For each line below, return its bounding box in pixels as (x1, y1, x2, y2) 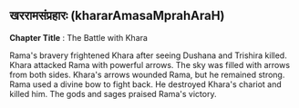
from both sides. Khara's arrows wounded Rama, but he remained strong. (9, 69, 285, 80)
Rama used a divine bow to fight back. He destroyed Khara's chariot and (9, 78, 283, 90)
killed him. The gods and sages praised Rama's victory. (9, 88, 217, 99)
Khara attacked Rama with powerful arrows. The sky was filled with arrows (9, 59, 290, 70)
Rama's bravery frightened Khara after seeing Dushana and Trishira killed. (9, 50, 287, 61)
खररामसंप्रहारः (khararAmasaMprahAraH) (9, 8, 225, 24)
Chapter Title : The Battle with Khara (9, 32, 149, 43)
